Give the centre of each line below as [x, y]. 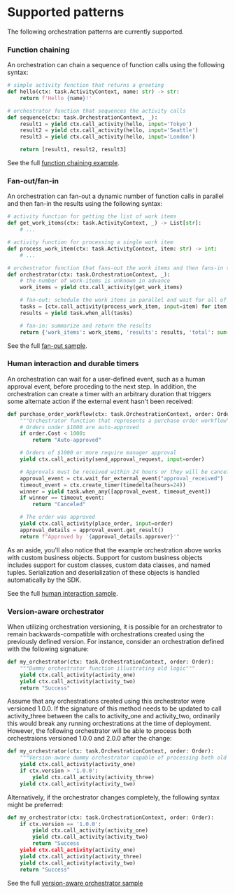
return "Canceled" [59, 505]
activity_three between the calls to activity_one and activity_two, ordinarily [114, 716]
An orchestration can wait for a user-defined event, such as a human [106, 379]
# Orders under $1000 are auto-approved [79, 427]
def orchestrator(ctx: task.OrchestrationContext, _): [89, 274]
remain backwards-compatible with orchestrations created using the [106, 634]
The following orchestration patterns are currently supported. [95, 32]
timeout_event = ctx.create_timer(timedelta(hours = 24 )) [103, 485]
